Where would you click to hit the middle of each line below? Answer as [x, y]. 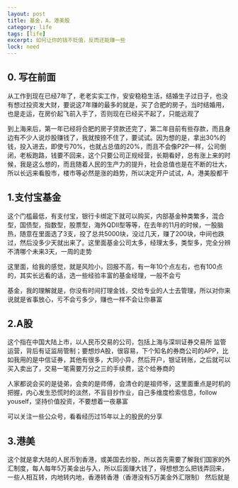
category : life [30, 27]
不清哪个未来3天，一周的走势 [50, 251]
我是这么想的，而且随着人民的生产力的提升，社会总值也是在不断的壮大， [125, 164]
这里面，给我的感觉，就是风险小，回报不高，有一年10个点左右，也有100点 [115, 266]
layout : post [27, 14]
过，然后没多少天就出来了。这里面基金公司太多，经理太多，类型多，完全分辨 [119, 243]
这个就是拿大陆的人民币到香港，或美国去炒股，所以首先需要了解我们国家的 [116, 460]
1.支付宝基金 [34, 198]
